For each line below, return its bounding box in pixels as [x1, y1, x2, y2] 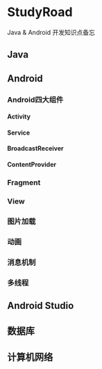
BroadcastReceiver [7, 144, 64, 153]
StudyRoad [7, 4, 73, 20]
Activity [7, 112, 31, 121]
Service [7, 128, 31, 137]
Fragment [7, 177, 41, 187]
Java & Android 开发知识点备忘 [7, 28, 96, 36]
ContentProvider [7, 160, 57, 169]
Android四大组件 [7, 95, 64, 105]
